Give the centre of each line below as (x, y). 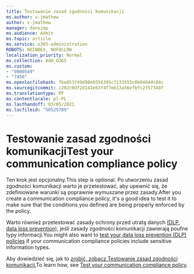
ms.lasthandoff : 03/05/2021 (40, 104)
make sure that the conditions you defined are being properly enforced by (95, 205)
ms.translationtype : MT (35, 93)
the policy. (18, 211)
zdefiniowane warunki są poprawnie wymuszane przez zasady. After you (93, 192)
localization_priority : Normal (44, 55)
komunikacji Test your (60, 151)
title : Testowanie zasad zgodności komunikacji (65, 11)
